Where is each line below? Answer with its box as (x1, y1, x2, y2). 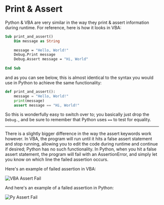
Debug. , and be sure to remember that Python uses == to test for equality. (5, 117, 151, 123)
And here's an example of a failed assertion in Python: (5, 185, 114, 191)
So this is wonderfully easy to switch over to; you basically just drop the (5, 112, 150, 117)
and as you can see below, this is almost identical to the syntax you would (5, 75, 154, 80)
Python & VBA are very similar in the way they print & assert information (5, 19, 149, 25)
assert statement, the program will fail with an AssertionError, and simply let (5, 151, 158, 157)
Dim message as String (14, 38, 60, 43)
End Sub (5, 66, 21, 71)
